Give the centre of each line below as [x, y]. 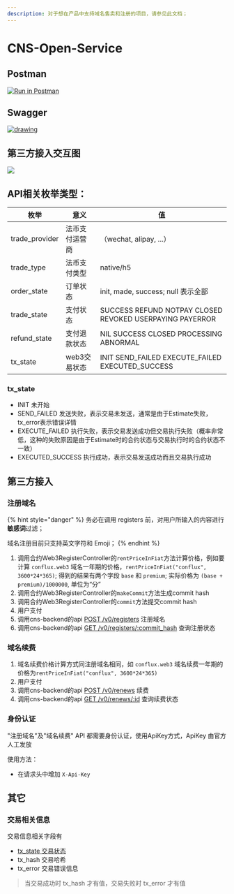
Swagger [27, 113]
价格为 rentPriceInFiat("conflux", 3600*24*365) [87, 673]
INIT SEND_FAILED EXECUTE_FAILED [161, 358]
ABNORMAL [120, 343]
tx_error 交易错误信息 [48, 869]
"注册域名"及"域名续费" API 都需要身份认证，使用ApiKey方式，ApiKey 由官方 [117, 735]
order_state [29, 291]
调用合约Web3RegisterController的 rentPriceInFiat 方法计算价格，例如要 [121, 558]
